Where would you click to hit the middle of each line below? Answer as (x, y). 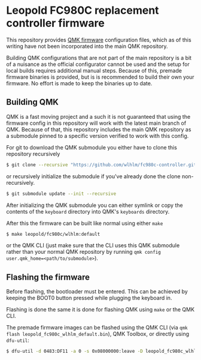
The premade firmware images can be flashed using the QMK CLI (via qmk (97, 328)
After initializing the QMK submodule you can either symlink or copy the (95, 205)
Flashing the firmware (48, 277)
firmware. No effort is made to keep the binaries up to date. (79, 83)
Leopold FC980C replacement (83, 10)
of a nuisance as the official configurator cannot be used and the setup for (98, 64)
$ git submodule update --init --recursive (61, 193)
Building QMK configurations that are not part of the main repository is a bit (99, 58)
